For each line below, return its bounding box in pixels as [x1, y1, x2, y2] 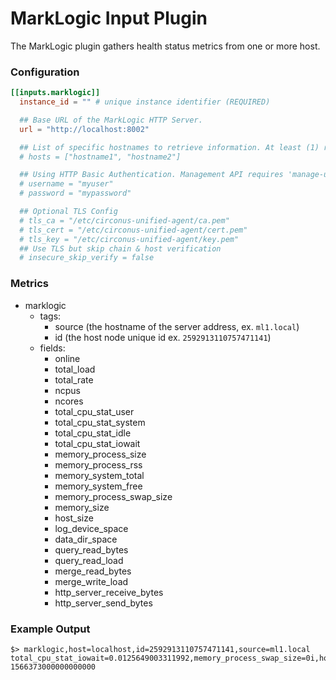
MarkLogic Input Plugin [10, 7, 208, 30]
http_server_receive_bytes [54, 586, 164, 598]
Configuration [10, 65, 80, 79]
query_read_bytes [54, 543, 129, 556]
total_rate [54, 373, 94, 386]
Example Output [10, 622, 91, 636]
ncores [54, 395, 84, 407]
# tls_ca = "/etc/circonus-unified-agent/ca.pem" [19, 215, 230, 226]
